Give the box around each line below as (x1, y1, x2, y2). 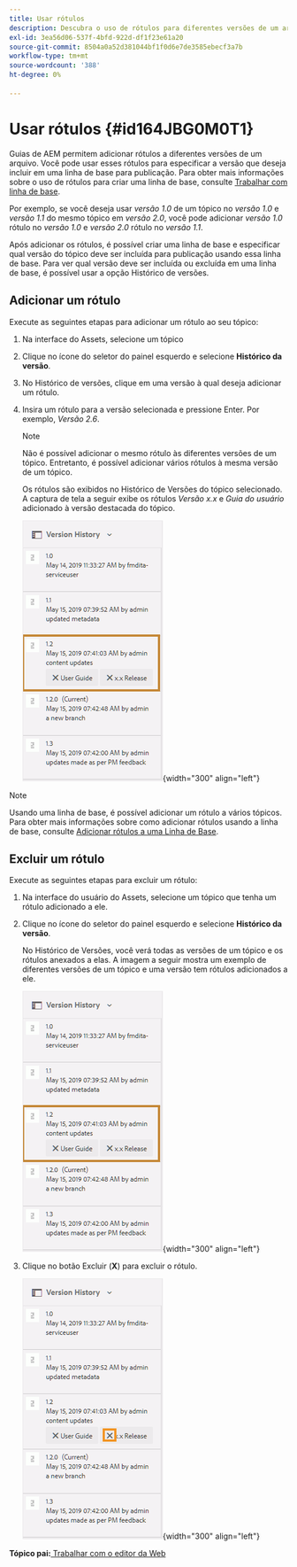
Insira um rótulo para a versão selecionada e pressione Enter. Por (21, 404, 260, 415)
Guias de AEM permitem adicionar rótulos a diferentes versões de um (9, 148, 263, 159)
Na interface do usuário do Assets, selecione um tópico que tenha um (21, 892, 277, 903)
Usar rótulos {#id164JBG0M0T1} (9, 119, 255, 139)
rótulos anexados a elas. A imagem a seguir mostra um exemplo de (21, 955, 267, 966)
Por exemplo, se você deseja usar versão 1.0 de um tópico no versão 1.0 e (9, 203, 280, 213)
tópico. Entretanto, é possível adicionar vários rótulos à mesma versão (21, 457, 278, 468)
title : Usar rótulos (9, 14, 86, 23)
